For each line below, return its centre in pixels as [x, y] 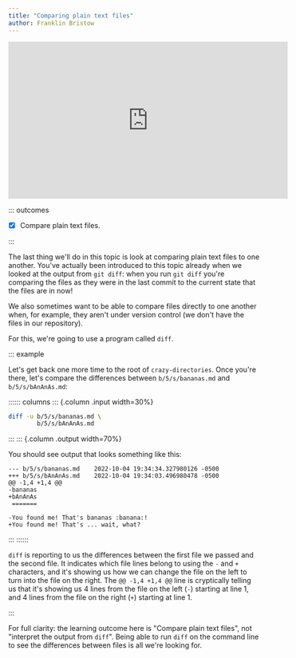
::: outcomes [29, 210]
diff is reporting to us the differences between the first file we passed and [131, 555]
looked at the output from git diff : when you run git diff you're [116, 274]
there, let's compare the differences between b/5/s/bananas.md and [119, 378]
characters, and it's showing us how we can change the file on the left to [128, 572]
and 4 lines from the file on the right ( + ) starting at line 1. [101, 597]
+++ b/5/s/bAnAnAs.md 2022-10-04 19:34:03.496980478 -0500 [114, 476]
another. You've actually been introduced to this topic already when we [125, 265]
